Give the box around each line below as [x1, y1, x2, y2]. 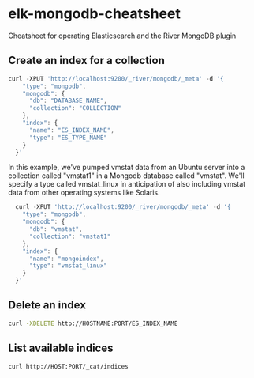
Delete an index [8, 298, 87, 312]
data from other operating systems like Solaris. [8, 187, 160, 198]
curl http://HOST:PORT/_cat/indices [8, 362, 129, 370]
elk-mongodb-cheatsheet [8, 5, 181, 23]
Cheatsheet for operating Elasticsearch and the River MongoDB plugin [8, 31, 237, 40]
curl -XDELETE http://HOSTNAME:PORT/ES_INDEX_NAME [8, 319, 178, 327]
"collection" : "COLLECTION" [28, 104, 122, 112]
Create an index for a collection [8, 54, 166, 67]
